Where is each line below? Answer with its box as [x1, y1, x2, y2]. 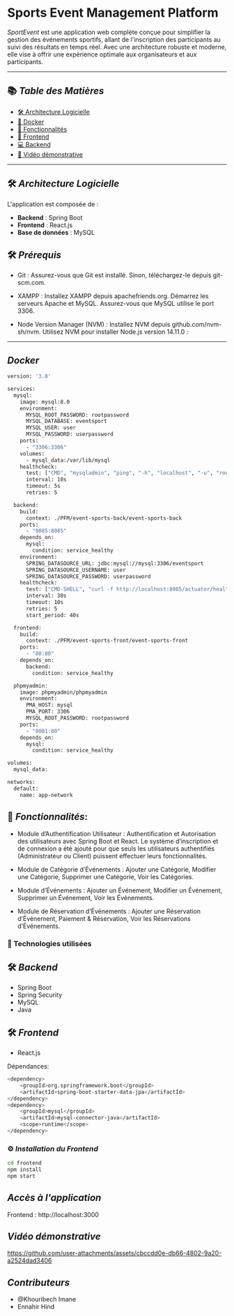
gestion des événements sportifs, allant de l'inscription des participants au [7, 35, 221, 43]
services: [7, 385, 36, 393]
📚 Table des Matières [7, 85, 104, 97]
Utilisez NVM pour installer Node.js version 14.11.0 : [42, 327, 189, 336]
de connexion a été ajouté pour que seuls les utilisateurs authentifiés [17, 844, 214, 853]
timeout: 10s [25, 599, 64, 606]
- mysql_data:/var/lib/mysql [25, 456, 111, 464]
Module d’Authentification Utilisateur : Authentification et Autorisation [17, 829, 216, 837]
